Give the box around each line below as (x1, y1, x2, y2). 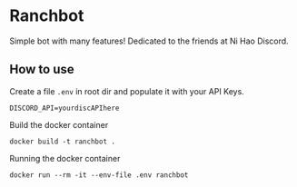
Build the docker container (9, 119, 109, 130)
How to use (9, 62, 74, 77)
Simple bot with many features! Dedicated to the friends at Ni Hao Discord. (9, 35, 289, 46)
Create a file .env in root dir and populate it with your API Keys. (9, 85, 245, 96)
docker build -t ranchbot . (9, 137, 116, 146)
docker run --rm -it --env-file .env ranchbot (9, 170, 189, 180)
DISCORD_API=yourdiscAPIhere (9, 103, 120, 113)
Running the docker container (9, 153, 121, 163)
